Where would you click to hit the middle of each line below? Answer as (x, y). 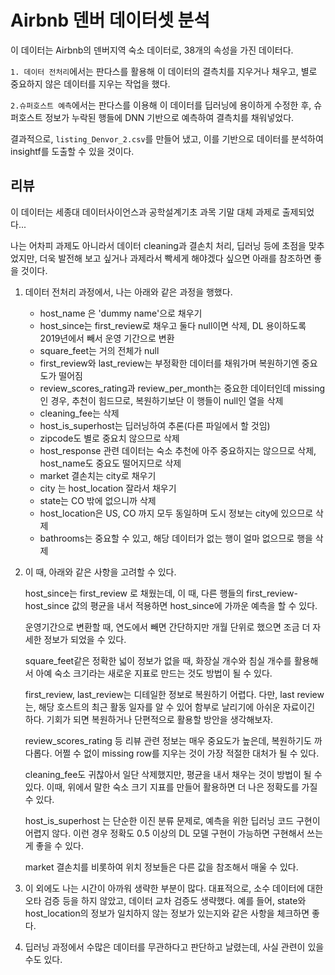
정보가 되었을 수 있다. (85, 639)
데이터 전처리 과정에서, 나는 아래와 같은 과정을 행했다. (128, 292)
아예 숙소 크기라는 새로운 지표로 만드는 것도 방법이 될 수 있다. (154, 673)
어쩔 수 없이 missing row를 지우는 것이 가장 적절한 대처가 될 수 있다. (187, 753)
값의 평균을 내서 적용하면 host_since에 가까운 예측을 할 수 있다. (194, 605)
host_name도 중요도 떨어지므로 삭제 (110, 463)
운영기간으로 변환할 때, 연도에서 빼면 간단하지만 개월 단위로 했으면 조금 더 (167, 627)
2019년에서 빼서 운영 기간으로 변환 (107, 338)
